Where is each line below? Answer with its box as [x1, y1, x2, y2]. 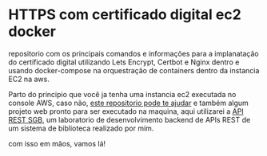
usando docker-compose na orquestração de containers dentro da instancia [8, 65, 260, 75]
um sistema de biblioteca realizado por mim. [8, 123, 154, 133]
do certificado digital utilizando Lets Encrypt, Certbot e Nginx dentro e [8, 57, 240, 67]
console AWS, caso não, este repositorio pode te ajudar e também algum [8, 98, 249, 107]
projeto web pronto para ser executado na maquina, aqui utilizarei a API [8, 106, 244, 116]
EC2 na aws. [8, 74, 50, 84]
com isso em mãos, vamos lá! [8, 138, 106, 148]
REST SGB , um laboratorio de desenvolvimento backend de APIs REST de [8, 115, 251, 124]
